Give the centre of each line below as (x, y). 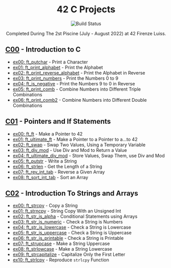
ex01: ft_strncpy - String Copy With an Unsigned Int (67, 211)
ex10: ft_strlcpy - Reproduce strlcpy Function (61, 260)
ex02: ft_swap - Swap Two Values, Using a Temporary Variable (79, 145)
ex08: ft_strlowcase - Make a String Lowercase (62, 249)
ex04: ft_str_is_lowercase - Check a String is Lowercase (72, 227)
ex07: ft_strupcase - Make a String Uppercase (61, 243)
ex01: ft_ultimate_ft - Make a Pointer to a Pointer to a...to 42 (75, 139)
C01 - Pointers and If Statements (58, 121)
